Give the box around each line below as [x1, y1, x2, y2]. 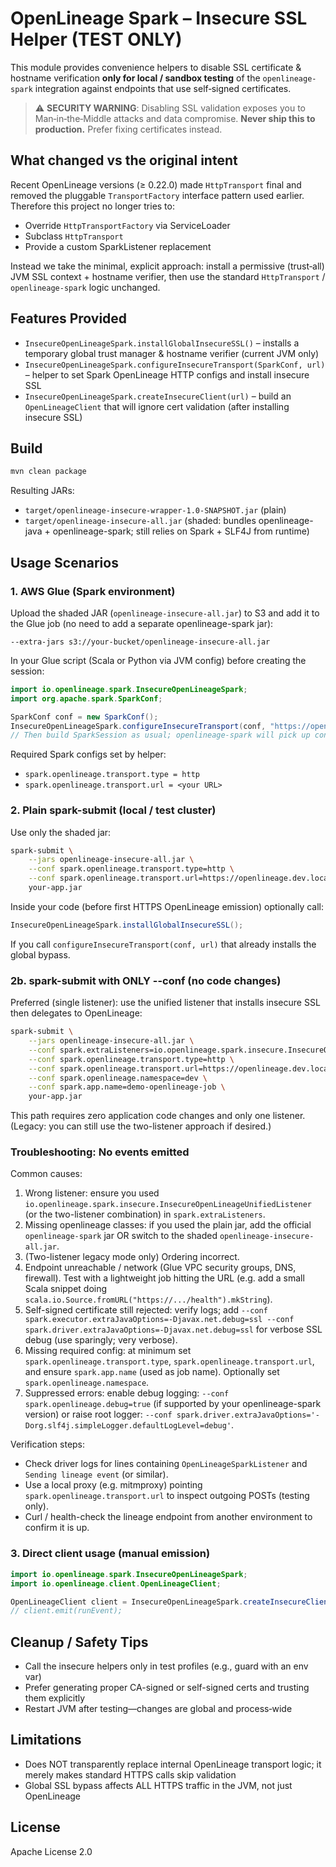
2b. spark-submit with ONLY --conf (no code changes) [10, 973, 282, 987]
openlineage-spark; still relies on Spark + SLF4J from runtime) [52, 525, 310, 537]
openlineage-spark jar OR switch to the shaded [24, 1230, 218, 1242]
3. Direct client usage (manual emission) [10, 1547, 211, 1561]
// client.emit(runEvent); [10, 1606, 123, 1616]
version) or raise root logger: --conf [24, 1408, 173, 1421]
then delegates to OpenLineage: [10, 1007, 143, 1019]
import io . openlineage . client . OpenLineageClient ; [10, 1578, 222, 1589]
